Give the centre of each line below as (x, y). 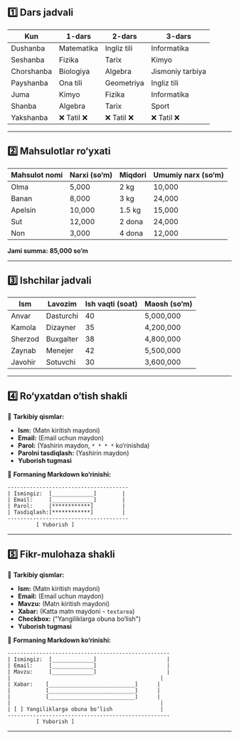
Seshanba (28, 60)
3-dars (179, 36)
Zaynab (24, 351)
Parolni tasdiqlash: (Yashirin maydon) (73, 453)
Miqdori (133, 175)
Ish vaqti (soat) (111, 304)
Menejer (60, 351)
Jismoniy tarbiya (179, 71)
